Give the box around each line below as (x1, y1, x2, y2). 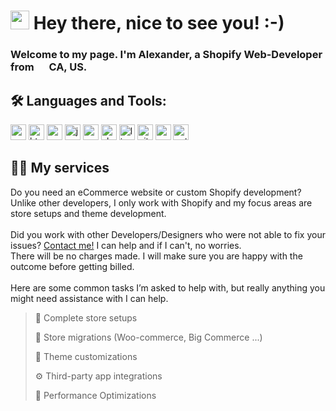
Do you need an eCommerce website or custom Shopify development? (10, 186, 302, 198)
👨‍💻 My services (10, 160, 110, 177)
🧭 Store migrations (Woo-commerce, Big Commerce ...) (34, 331, 263, 343)
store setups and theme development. (10, 207, 167, 219)
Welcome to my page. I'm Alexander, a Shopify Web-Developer (10, 48, 323, 62)
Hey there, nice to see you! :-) (33, 12, 285, 35)
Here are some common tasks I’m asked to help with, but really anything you (10, 281, 326, 294)
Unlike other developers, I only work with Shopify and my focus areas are (10, 196, 313, 209)
